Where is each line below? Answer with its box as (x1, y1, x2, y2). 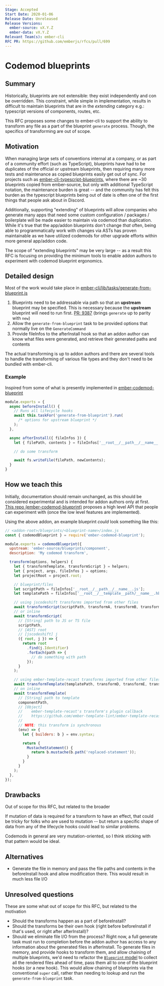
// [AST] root (18, 627, 47, 632)
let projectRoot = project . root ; (14, 573, 82, 578)
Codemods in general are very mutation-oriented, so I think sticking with (5, 833, 151, 839)
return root (22, 641, 47, 646)
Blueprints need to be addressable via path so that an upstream (12, 300, 141, 305)
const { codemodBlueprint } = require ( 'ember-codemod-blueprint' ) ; (5, 532, 145, 537)
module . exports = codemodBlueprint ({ (5, 541, 82, 547)
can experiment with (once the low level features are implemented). (5, 509, 141, 515)
